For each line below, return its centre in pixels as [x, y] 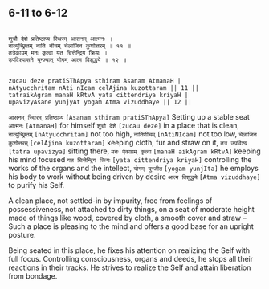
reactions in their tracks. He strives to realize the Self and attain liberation [130, 267]
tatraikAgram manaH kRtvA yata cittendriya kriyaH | [98, 95]
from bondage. [33, 275]
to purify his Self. [37, 185]
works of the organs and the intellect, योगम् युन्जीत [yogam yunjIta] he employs [133, 168]
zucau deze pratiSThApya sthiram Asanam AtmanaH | [95, 81]
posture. [22, 234]
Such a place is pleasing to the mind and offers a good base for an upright [131, 226]
